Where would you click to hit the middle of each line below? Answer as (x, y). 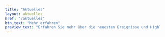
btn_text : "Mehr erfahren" (33, 23)
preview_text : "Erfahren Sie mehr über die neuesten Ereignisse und (77, 27)
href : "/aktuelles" (25, 18)
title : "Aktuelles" (25, 9)
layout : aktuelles (24, 14)
